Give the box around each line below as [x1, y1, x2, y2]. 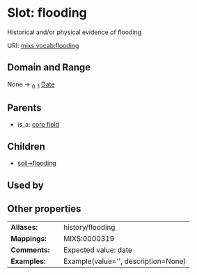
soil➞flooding [17, 159, 57, 168]
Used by [7, 179, 44, 191]
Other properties [7, 203, 81, 214]
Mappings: [10, 234, 47, 244]
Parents [7, 102, 42, 113]
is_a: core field [17, 120, 60, 129]
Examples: [10, 256, 47, 266]
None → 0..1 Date [7, 80, 55, 90]
